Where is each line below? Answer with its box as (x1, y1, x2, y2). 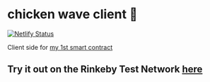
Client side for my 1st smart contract (7, 43, 113, 51)
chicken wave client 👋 (7, 6, 138, 22)
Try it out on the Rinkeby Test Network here (7, 63, 203, 76)
